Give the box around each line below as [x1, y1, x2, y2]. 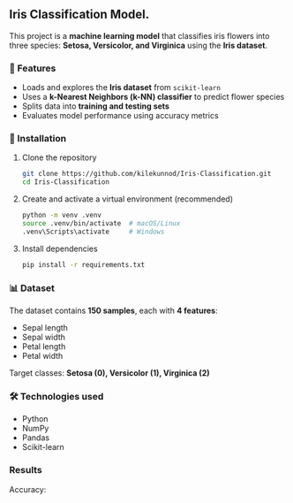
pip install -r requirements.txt [21, 260, 146, 269]
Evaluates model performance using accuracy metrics [21, 111, 219, 121]
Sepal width [21, 332, 66, 342]
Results [9, 464, 42, 476]
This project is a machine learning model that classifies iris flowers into [9, 30, 270, 41]
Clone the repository [21, 152, 97, 163]
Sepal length [21, 322, 69, 332]
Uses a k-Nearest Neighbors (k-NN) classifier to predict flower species [21, 92, 285, 103]
